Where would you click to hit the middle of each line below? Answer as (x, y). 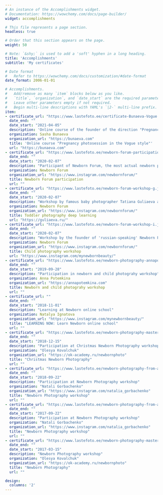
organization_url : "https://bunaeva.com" (52, 139)
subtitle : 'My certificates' (34, 63)
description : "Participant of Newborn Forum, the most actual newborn (82, 166)
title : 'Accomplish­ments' (31, 58)
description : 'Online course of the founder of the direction (73, 130)
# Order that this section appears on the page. (55, 41)
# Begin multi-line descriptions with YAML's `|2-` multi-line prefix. (81, 107)
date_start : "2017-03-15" (36, 449)
